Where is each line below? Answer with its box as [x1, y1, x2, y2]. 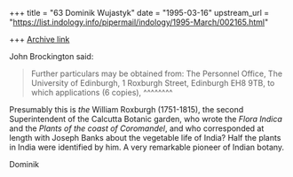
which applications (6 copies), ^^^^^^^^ [30, 88, 173, 97]
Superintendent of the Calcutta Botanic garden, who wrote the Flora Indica [9, 114, 282, 124]
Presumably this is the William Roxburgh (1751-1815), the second [9, 104, 244, 114]
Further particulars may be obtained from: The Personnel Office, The [30, 68, 282, 79]
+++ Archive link [9, 35, 70, 44]
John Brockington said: [9, 51, 94, 61]
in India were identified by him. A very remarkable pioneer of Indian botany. [9, 142, 285, 152]
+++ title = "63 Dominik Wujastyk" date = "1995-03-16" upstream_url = [9, 8, 270, 18]
